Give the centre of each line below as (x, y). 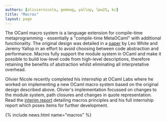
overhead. (16, 70)
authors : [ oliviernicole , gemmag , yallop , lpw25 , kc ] (62, 10)
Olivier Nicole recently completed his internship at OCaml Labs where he (79, 79)
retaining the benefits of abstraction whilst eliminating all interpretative (77, 64)
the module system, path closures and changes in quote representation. (79, 95)
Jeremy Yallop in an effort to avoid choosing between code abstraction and (82, 49)
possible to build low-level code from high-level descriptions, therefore (78, 59)
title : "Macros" (22, 14)
